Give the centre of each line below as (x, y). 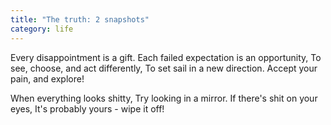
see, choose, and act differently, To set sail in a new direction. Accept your (164, 68)
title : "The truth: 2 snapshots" (80, 19)
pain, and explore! (47, 78)
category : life (42, 29)
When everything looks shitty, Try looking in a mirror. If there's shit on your (164, 98)
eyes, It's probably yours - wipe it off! (87, 108)
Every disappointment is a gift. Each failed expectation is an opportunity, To (166, 57)
